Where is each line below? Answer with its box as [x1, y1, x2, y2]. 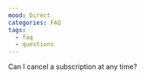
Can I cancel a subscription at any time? [8, 62, 137, 71]
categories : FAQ [8, 19, 61, 27]
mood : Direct [8, 11, 51, 20]
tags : [8, 26, 26, 34]
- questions [15, 41, 55, 48]
